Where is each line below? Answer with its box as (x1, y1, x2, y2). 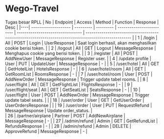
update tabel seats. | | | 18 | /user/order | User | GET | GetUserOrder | (5, 97, 144, 103)
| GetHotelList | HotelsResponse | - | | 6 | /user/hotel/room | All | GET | (5, 66, 146, 71)
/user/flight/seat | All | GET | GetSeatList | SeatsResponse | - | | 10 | (5, 87, 141, 93)
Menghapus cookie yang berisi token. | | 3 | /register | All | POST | (5, 50, 138, 56)
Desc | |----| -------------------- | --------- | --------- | (5, 24, 117, 30)
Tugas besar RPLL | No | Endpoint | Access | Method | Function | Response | (5, 19, 159, 25)
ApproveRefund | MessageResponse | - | (5, 128, 88, 134)
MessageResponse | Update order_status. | (5, 107, 93, 113)
